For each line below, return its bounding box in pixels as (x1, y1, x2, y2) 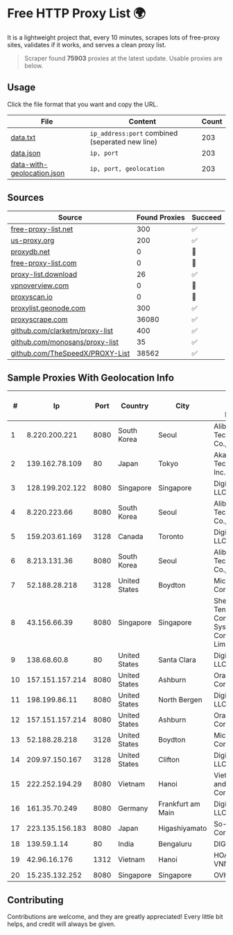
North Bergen (158, 695, 202, 705)
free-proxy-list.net (10, 224, 74, 233)
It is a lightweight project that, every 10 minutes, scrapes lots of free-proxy (7, 33, 221, 42)
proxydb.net (10, 247, 51, 256)
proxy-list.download (10, 269, 78, 279)
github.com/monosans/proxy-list (10, 337, 119, 347)
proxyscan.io (10, 292, 53, 301)
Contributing (7, 894, 64, 906)
